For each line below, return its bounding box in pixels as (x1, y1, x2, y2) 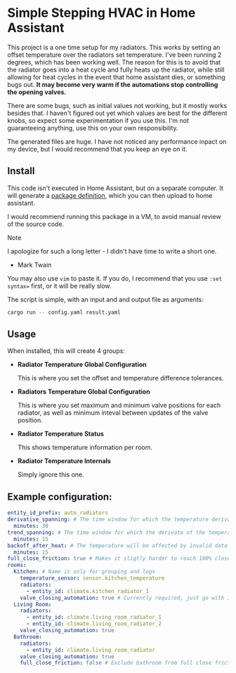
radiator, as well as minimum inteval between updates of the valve (17, 408, 209, 417)
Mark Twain (17, 260, 52, 269)
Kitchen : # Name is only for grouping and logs (13, 568, 156, 575)
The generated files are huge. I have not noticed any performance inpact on (7, 137, 227, 145)
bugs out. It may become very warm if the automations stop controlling (7, 80, 218, 88)
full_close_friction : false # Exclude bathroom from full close (20, 660, 212, 667)
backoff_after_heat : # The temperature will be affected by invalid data (7, 542, 228, 549)
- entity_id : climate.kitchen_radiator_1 (25, 587, 150, 594)
